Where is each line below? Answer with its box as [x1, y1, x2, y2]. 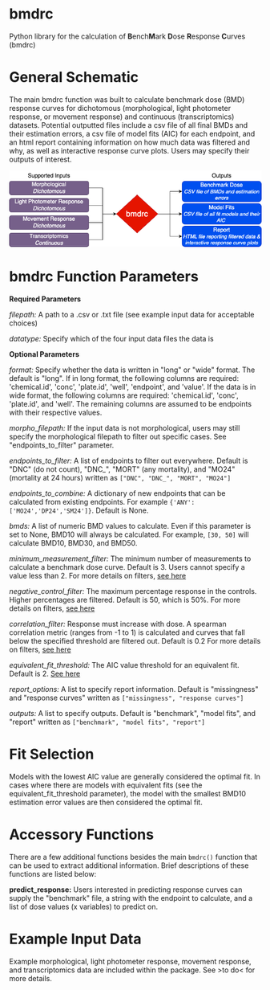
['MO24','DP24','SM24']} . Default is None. [9, 505, 149, 515]
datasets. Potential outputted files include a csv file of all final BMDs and [9, 120, 248, 129]
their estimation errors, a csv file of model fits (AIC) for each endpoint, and [9, 129, 256, 138]
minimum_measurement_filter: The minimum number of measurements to [9, 554, 252, 563]
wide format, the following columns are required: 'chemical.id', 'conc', [9, 391, 239, 400]
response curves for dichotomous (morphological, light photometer [9, 103, 232, 112]
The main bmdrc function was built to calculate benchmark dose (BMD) [9, 94, 245, 104]
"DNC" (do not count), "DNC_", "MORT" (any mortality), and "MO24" [9, 464, 236, 474]
